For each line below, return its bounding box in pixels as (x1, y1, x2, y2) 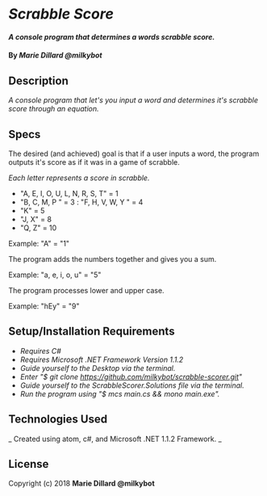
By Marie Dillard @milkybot (8, 50, 102, 61)
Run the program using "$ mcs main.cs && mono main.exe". (19, 389, 220, 398)
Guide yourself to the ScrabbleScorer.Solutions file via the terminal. (19, 380, 244, 390)
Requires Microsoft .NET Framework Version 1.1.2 (19, 355, 184, 364)
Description (8, 74, 69, 87)
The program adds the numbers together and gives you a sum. (8, 254, 217, 263)
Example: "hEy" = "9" (8, 301, 80, 311)
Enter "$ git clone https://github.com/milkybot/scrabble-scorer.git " (19, 372, 243, 381)
